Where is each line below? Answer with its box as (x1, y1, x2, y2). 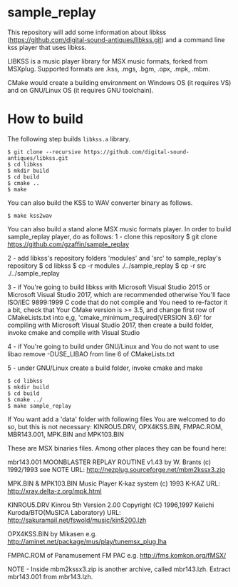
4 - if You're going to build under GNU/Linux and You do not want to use (7, 342, 219, 351)
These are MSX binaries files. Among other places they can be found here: (7, 443, 227, 452)
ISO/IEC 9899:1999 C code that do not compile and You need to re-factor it (7, 298, 228, 306)
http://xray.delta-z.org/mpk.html (7, 486, 102, 495)
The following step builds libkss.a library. (7, 134, 130, 143)
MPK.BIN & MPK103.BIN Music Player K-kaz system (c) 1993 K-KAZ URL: (7, 479, 221, 488)
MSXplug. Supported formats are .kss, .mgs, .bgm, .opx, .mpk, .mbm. (7, 64, 210, 73)
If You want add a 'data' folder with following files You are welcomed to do (7, 415, 226, 423)
